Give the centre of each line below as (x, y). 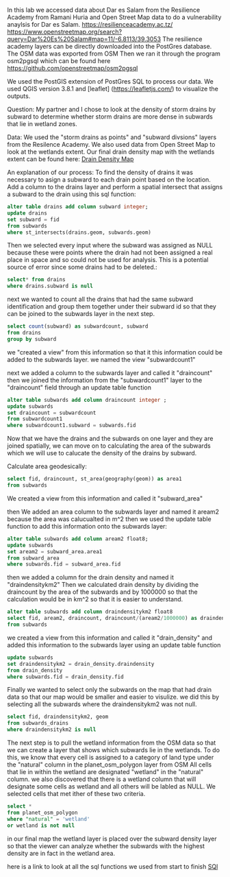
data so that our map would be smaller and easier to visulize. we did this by (113, 697)
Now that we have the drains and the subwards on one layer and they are (110, 439)
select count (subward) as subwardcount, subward (78, 326)
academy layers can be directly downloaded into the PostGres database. (110, 46)
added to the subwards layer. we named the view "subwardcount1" (101, 359)
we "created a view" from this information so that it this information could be (115, 352)
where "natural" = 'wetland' (49, 819)
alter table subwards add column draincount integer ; (87, 400)
